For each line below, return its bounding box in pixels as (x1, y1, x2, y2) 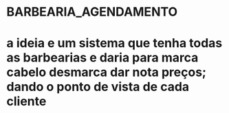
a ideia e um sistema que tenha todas (6, 36, 223, 51)
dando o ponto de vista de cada (6, 79, 190, 95)
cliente (6, 94, 47, 110)
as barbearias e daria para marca (6, 50, 199, 66)
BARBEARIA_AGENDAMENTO (6, 4, 178, 20)
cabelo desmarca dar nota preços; (6, 64, 207, 80)
